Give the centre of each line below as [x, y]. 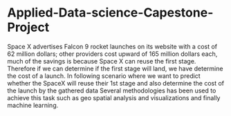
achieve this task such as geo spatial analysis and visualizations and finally [114, 97]
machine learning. [33, 105]
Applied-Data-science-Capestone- [110, 13]
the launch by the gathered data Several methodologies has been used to [112, 90]
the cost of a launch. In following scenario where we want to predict [104, 76]
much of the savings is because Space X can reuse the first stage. [102, 61]
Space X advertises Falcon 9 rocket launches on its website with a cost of [112, 46]
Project [28, 27]
